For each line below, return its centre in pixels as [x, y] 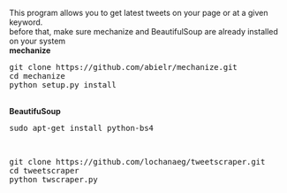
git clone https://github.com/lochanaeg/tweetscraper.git [137, 162]
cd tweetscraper [44, 170]
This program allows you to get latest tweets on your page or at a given [139, 13]
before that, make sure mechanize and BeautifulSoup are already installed [143, 31]
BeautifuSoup [35, 111]
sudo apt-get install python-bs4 [82, 128]
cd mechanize [38, 76]
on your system [38, 41]
